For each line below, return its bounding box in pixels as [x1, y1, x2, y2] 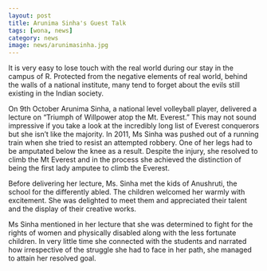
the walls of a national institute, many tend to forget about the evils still [8, 81, 241, 90]
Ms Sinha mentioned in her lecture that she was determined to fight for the [8, 220, 253, 230]
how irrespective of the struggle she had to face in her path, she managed [8, 245, 253, 255]
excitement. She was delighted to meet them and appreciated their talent [8, 196, 247, 206]
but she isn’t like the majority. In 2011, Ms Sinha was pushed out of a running [8, 129, 259, 139]
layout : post [8, 11, 52, 20]
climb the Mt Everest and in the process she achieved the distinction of [8, 155, 241, 164]
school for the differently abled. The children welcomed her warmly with [8, 187, 245, 197]
